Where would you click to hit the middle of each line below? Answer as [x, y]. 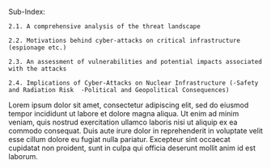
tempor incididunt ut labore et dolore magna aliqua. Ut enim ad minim [124, 113]
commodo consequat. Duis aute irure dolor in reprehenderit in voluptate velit [135, 131]
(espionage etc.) [38, 48]
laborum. [23, 156]
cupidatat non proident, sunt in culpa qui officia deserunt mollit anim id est [132, 148]
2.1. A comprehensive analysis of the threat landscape [104, 27]
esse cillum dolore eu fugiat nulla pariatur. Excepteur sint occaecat [119, 139]
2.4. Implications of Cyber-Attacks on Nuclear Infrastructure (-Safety [133, 83]
